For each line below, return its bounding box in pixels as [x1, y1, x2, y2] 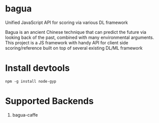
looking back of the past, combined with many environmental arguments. [5, 34, 155, 40]
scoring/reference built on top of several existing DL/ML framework [5, 45, 143, 51]
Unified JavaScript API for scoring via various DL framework [5, 19, 128, 25]
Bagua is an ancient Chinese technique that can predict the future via [5, 29, 147, 35]
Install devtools [5, 63, 70, 74]
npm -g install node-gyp [5, 79, 56, 84]
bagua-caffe [12, 112, 38, 118]
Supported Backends [5, 96, 94, 107]
